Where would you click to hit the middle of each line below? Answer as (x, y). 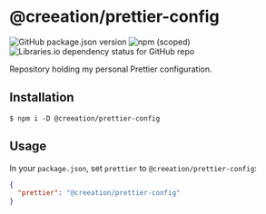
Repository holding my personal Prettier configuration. (111, 69)
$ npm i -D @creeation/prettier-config (85, 118)
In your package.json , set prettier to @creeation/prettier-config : (133, 168)
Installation (42, 97)
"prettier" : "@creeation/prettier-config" (99, 193)
